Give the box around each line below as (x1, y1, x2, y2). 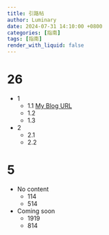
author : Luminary (7, 16, 57, 23)
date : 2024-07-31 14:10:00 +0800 (7, 23, 103, 30)
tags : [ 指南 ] (7, 36, 43, 43)
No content (16, 185, 49, 193)
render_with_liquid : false (7, 42, 84, 49)
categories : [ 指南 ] (7, 29, 61, 36)
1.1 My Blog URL (27, 101, 73, 110)
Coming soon (16, 207, 56, 215)
